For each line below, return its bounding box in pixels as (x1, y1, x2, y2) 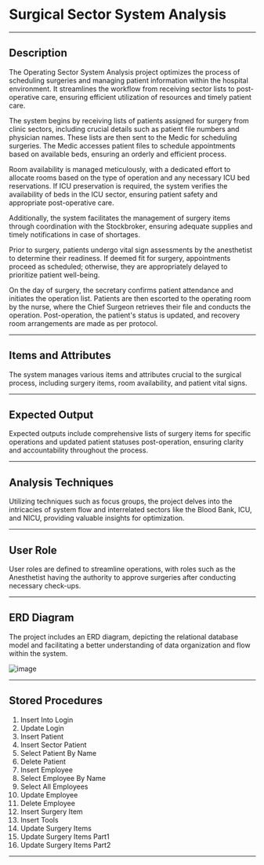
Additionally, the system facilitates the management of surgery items (9, 213, 230, 222)
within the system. (9, 648, 68, 658)
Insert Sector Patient (20, 740, 87, 750)
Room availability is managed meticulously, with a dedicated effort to (9, 164, 231, 174)
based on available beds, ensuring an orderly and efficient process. (9, 149, 226, 159)
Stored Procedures (9, 694, 103, 708)
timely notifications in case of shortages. (9, 229, 140, 239)
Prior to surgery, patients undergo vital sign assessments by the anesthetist (9, 245, 253, 255)
